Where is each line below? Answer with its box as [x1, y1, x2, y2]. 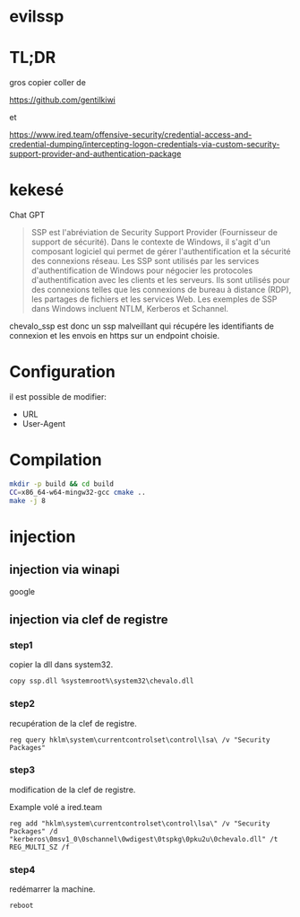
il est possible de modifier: [9, 392, 107, 401]
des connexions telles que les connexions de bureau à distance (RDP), [30, 285, 292, 295]
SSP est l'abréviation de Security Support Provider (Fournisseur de [30, 227, 278, 238]
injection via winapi [9, 562, 120, 578]
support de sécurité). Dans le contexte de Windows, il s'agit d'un [30, 236, 270, 248]
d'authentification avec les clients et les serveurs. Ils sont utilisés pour [30, 275, 291, 286]
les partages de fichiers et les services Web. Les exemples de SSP [30, 294, 278, 304]
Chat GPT [9, 209, 46, 221]
